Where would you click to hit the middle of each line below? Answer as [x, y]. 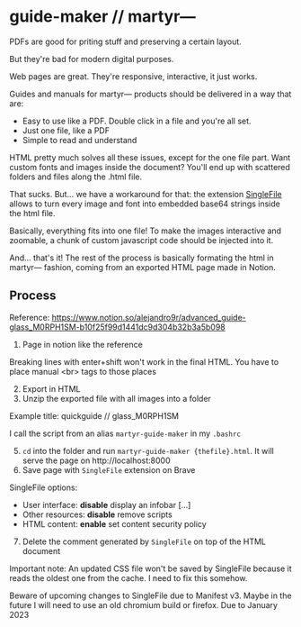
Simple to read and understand [80, 140]
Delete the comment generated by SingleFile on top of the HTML [144, 541]
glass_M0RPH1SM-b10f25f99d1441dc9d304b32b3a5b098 [118, 327]
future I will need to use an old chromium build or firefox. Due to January [144, 604]
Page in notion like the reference [83, 344]
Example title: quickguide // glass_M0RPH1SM [94, 415]
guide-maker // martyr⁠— [102, 17]
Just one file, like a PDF [66, 130]
